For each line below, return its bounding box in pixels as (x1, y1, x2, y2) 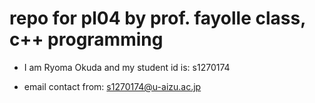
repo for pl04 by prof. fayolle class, (9, 7, 306, 30)
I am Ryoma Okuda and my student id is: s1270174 (23, 61, 231, 73)
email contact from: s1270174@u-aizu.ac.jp (23, 80, 202, 92)
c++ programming (9, 28, 164, 51)
